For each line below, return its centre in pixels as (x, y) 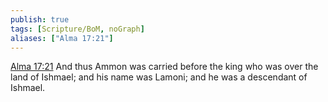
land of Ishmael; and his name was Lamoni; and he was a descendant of (159, 77)
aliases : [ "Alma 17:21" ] (62, 38)
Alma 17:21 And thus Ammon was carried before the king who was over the (164, 67)
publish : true (40, 19)
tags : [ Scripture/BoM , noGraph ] (77, 29)
